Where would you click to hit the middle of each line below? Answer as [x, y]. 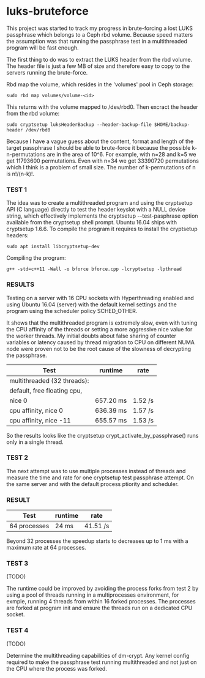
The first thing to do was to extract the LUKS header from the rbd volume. [99, 59]
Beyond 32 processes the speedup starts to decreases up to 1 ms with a [97, 541]
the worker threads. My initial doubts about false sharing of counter [91, 336]
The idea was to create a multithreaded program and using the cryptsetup [99, 203]
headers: [17, 235]
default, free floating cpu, [46, 391]
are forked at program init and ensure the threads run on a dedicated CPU [99, 608]
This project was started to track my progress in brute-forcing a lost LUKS [99, 28]
